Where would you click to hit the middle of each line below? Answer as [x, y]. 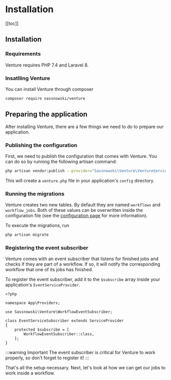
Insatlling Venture [28, 78]
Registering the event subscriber [47, 247]
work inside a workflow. [30, 373]
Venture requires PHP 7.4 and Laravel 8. [47, 65]
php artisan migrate [27, 235]
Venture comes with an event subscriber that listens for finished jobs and [82, 259]
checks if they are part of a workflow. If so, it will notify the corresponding [83, 264]
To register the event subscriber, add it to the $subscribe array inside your [83, 279]
